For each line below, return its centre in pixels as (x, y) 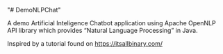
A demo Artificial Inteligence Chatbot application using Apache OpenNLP (112, 23)
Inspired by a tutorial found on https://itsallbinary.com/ (85, 43)
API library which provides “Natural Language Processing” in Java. (102, 30)
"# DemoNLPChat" (34, 10)
